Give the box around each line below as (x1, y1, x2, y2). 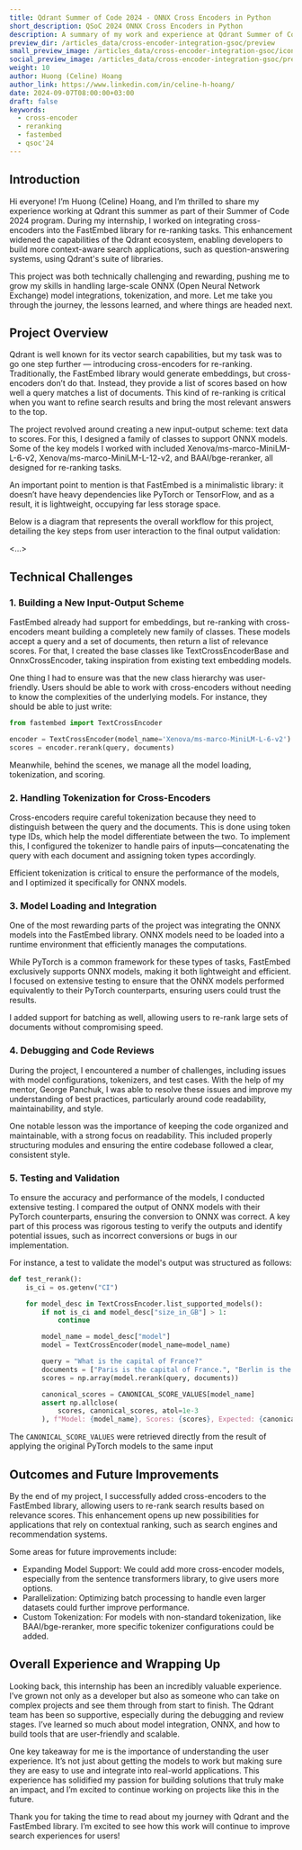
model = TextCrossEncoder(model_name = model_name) (41, 1341, 231, 1350)
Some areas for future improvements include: (9, 1546, 177, 1557)
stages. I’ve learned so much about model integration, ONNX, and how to (9, 1719, 280, 1729)
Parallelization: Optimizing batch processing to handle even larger (22, 1592, 267, 1603)
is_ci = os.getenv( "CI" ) (25, 1283, 119, 1292)
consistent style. (9, 1149, 70, 1160)
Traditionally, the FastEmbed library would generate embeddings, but (9, 368, 265, 379)
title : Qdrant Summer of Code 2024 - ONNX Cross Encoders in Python (9, 13, 271, 22)
